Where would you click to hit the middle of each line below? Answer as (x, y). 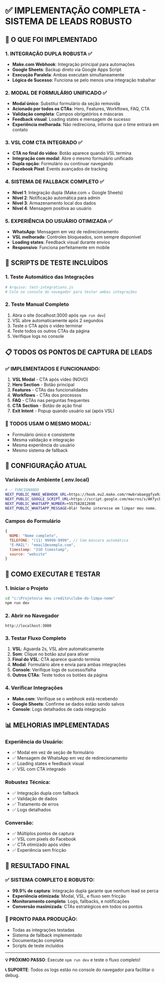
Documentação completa (38, 940)
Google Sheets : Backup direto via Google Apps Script (67, 70)
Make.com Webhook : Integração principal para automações (73, 64)
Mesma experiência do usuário (43, 445)
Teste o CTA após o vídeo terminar (47, 326)
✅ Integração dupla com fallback (45, 793)
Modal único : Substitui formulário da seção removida (66, 104)
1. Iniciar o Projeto (27, 588)
